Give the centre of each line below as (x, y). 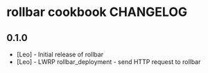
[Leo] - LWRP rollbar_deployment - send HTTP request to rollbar (109, 62)
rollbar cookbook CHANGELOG (97, 12)
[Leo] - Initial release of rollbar (60, 54)
